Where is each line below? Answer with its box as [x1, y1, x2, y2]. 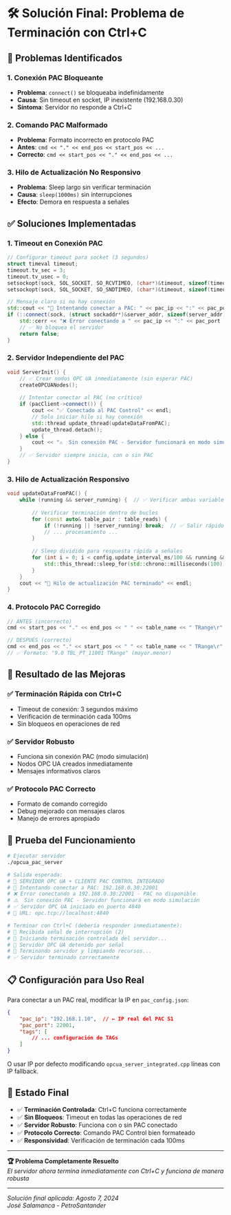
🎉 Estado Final [7, 1087, 69, 1099]
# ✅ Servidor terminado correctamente [7, 954, 120, 961]
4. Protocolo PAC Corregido [7, 603, 101, 612]
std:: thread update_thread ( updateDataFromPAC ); [32, 420, 170, 427]
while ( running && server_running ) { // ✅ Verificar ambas [19, 497, 197, 504]
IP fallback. [7, 1067, 39, 1075]
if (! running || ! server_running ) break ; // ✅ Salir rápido [43, 522, 225, 529]
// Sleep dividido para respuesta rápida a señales [32, 548, 184, 555]
